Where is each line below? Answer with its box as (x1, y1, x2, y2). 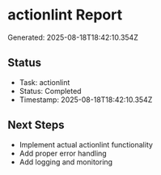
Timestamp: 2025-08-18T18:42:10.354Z (19, 95, 153, 105)
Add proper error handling (19, 148, 107, 158)
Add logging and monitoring (19, 156, 113, 167)
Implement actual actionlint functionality (19, 139, 153, 149)
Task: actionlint (19, 77, 70, 87)
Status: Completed (19, 86, 82, 96)
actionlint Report (7, 6, 123, 24)
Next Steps (7, 118, 65, 132)
